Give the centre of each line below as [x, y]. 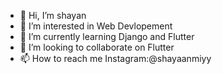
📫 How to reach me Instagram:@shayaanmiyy [115, 58]
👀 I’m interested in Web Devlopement [96, 26]
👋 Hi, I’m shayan [53, 15]
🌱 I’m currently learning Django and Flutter [107, 36]
